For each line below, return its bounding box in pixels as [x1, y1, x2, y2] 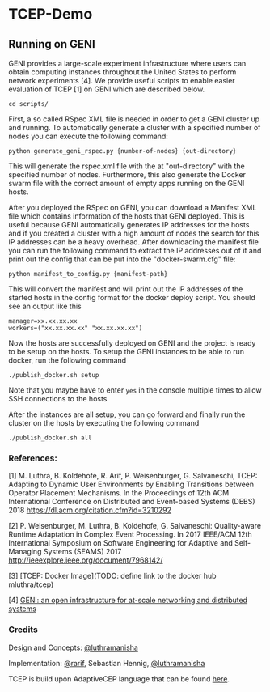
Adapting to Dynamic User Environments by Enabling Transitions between [8, 479, 255, 490]
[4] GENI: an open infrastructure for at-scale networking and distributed [8, 596, 248, 605]
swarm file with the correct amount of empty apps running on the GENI [8, 179, 245, 188]
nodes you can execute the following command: [8, 131, 168, 141]
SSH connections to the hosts [8, 394, 108, 403]
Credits [8, 624, 38, 635]
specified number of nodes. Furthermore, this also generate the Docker [8, 170, 247, 179]
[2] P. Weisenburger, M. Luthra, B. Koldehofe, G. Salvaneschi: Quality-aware [8, 521, 261, 531]
